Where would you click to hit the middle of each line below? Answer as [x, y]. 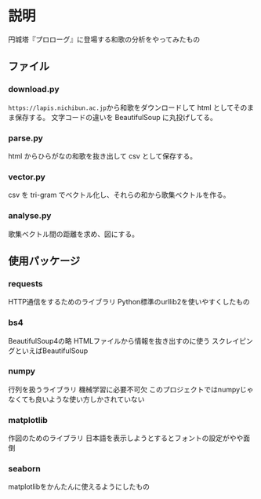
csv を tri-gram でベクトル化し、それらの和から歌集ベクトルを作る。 [119, 195]
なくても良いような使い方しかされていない [76, 399]
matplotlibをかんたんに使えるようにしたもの [79, 486]
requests [25, 283]
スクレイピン [232, 341]
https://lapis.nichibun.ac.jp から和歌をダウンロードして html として [121, 107]
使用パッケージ [44, 261]
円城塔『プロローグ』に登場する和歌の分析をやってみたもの [104, 39]
